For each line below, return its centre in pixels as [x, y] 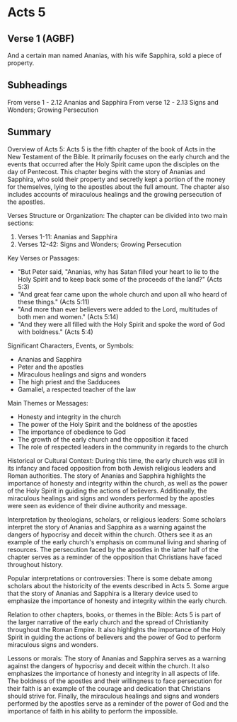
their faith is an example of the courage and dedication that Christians [109, 688]
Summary [29, 132]
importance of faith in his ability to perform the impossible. [93, 711]
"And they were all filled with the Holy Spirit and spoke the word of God [121, 324]
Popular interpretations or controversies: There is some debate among [110, 578]
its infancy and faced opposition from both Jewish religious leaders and [112, 468]
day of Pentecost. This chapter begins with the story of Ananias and [106, 171]
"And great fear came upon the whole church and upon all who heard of [122, 294]
